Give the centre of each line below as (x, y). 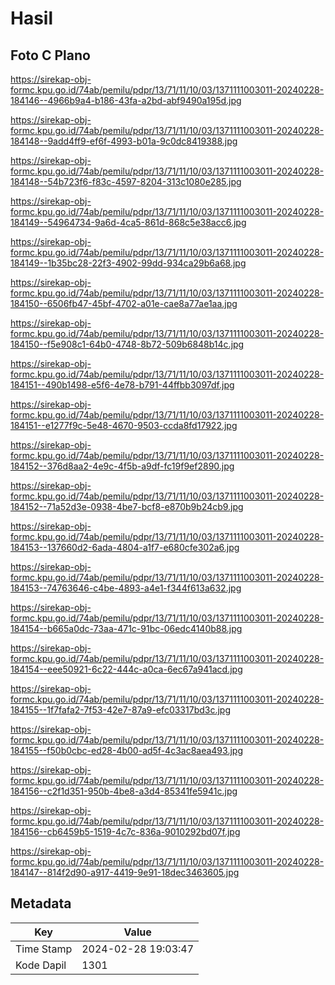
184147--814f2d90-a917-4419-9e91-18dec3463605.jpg (125, 872)
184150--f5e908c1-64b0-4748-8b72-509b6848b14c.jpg (127, 344)
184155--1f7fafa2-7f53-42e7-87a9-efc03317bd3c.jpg (121, 710)
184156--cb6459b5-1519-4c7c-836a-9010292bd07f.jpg (125, 831)
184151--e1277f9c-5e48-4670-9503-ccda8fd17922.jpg (124, 425)
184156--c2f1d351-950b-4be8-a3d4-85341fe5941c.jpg (124, 791)
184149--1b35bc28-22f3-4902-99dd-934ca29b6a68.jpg (128, 263)
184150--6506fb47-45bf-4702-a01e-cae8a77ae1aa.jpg (124, 303)
